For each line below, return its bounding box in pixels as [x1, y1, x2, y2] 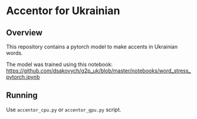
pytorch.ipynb [6, 74, 40, 80]
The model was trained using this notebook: [6, 61, 113, 68]
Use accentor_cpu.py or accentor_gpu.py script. [6, 106, 122, 113]
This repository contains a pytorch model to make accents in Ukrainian [6, 43, 178, 50]
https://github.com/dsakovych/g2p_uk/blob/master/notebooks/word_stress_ [6, 67, 191, 74]
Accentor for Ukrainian [6, 4, 120, 18]
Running [6, 90, 38, 101]
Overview [6, 28, 43, 38]
